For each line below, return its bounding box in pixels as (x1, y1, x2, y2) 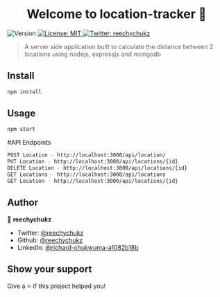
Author (7, 197, 38, 208)
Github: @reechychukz (17, 235, 83, 244)
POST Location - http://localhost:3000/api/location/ (7, 152, 167, 159)
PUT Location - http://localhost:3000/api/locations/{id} (7, 159, 178, 165)
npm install (7, 88, 42, 96)
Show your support (7, 263, 92, 275)
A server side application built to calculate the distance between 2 (24, 42, 214, 51)
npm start (7, 126, 36, 133)
